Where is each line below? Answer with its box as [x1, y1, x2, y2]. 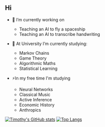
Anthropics [19, 107, 41, 113]
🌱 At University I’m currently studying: [12, 41, 88, 47]
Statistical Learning [19, 65, 58, 71]
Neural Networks [19, 86, 53, 92]
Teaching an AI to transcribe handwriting [19, 31, 100, 37]
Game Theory [19, 55, 47, 61]
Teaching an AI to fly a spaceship [19, 26, 86, 32]
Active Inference [19, 96, 52, 102]
